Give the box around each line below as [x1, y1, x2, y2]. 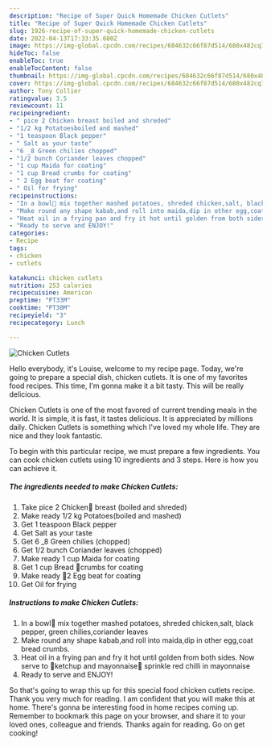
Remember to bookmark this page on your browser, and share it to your [9, 711, 246, 720]
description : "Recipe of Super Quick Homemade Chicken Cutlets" [9, 11, 229, 20]
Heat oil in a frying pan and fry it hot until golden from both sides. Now [20, 652, 255, 662]
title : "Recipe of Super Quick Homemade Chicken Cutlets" [9, 19, 207, 27]
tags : [9, 244, 27, 252]
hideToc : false [9, 49, 60, 57]
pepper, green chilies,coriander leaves [20, 627, 149, 636]
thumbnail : [9, 72, 46, 80]
